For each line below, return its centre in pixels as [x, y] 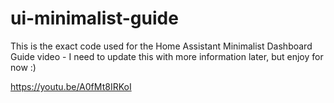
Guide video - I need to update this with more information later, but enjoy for [167, 56]
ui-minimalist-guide [94, 18]
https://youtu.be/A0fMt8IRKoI [71, 86]
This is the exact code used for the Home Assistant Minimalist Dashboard [161, 46]
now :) [23, 67]
